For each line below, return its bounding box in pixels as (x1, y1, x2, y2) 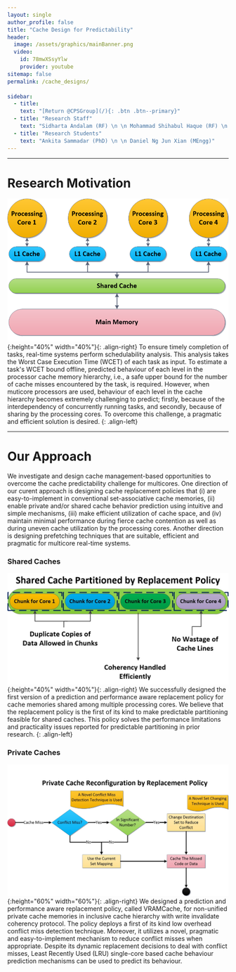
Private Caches (7, 748, 61, 758)
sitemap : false (7, 70, 52, 77)
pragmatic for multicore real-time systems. (7, 539, 131, 547)
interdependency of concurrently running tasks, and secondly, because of (7, 403, 223, 411)
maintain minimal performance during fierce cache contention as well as (7, 517, 216, 525)
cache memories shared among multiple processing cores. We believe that (7, 700, 224, 709)
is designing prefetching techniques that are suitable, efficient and (7, 531, 199, 540)
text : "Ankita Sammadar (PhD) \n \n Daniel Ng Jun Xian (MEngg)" (20, 137, 216, 144)
